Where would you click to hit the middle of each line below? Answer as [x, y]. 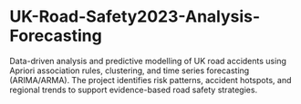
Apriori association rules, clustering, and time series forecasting [130, 71]
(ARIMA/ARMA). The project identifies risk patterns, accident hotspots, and [150, 80]
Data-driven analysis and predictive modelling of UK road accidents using [148, 61]
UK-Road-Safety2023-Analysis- [135, 17]
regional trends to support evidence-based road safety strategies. [134, 90]
